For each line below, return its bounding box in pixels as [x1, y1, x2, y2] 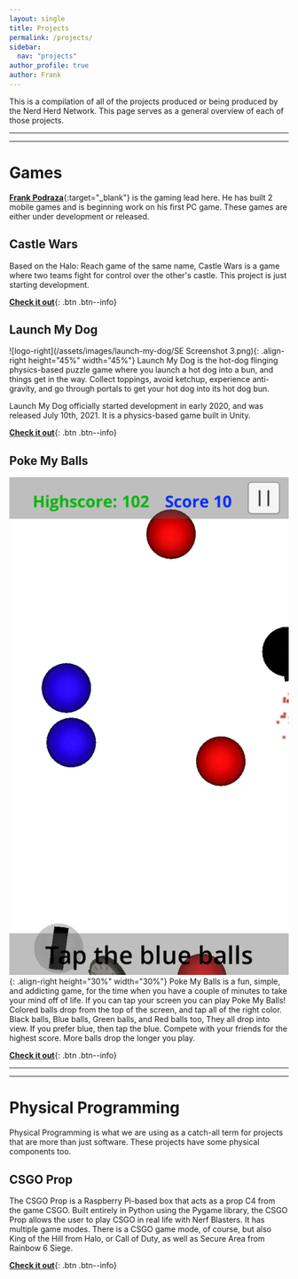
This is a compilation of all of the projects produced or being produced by [9, 96, 278, 107]
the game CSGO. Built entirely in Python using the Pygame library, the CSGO [9, 1205, 288, 1215]
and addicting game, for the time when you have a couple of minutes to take [9, 986, 288, 996]
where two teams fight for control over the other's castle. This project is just [9, 269, 287, 280]
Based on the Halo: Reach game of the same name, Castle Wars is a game [9, 260, 280, 271]
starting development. [9, 279, 90, 290]
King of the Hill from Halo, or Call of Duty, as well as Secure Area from [9, 1234, 265, 1243]
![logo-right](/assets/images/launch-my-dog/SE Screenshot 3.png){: [9, 346, 260, 356]
